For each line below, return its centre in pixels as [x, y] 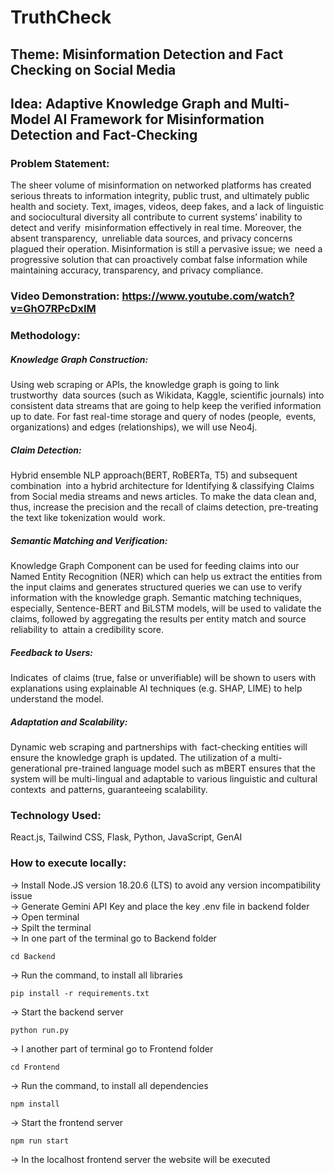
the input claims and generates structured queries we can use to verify [156, 587]
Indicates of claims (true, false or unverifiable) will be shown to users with [163, 677]
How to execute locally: [68, 863]
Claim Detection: [46, 450]
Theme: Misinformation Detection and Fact [147, 54]
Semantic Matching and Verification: [89, 540]
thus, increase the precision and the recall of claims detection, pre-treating [164, 507]
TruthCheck [61, 17]
